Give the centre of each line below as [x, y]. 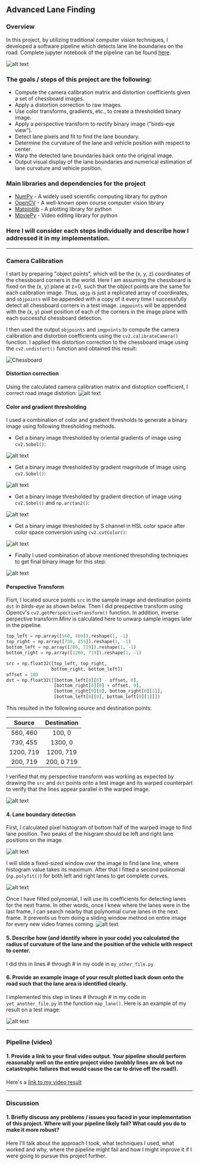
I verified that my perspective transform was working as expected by [90, 776]
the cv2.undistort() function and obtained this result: [72, 348]
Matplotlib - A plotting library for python [63, 209]
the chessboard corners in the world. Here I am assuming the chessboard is [99, 280]
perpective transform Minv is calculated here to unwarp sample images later [99, 619]
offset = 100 [22, 675]
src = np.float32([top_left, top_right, [57, 663]
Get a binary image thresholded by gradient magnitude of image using [100, 467]
